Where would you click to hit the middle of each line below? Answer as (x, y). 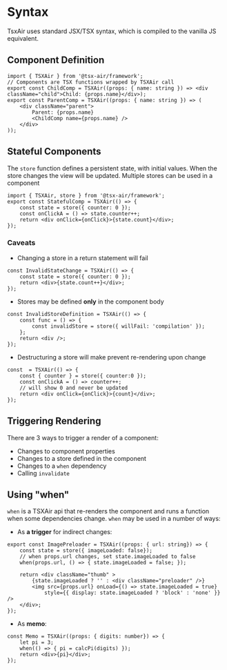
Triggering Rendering (54, 421)
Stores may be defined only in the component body (90, 302)
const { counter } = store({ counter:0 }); (83, 376)
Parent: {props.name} (63, 112)
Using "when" (38, 495)
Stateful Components (54, 151)
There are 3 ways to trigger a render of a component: (83, 437)
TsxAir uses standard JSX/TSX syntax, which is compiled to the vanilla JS (112, 31)
